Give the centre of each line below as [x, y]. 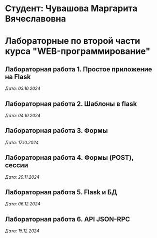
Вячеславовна [36, 19]
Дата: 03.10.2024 [23, 88]
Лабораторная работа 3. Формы [56, 131]
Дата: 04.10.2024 [23, 115]
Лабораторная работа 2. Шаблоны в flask [71, 104]
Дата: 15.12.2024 [22, 231]
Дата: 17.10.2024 [22, 142]
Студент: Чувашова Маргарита [71, 8]
